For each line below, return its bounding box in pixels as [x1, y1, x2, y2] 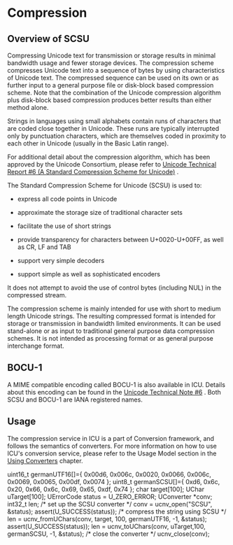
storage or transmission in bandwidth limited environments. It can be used [7, 320, 221, 327]
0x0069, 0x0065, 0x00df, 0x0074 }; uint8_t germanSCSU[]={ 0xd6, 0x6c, [7, 477, 220, 486]
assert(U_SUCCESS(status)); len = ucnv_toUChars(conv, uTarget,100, [7, 522, 206, 530]
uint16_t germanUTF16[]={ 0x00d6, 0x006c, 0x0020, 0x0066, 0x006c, [7, 470, 211, 479]
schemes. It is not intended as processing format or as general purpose [7, 334, 213, 342]
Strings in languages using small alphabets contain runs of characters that [7, 117, 222, 125]
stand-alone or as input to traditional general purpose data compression [7, 327, 215, 335]
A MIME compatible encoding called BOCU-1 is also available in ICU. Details [7, 380, 226, 389]
